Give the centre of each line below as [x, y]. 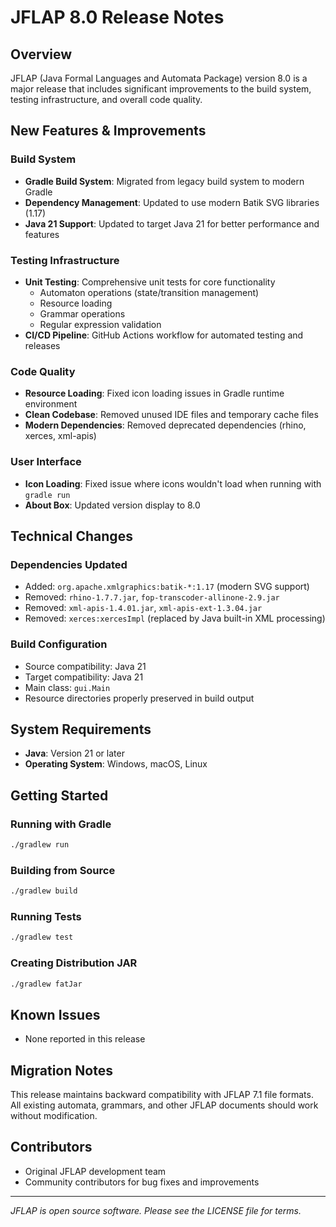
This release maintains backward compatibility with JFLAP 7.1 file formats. [162, 1095]
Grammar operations [82, 313]
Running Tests [46, 917]
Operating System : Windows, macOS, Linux [116, 764]
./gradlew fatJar [46, 984]
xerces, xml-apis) [60, 436]
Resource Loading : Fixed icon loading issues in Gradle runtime [154, 393]
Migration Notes [61, 1070]
